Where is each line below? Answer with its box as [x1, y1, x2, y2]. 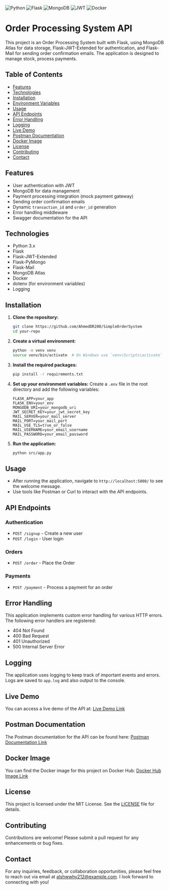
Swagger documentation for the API [12, 214, 88, 221]
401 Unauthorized [12, 638, 50, 645]
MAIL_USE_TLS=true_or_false [12, 422, 72, 428]
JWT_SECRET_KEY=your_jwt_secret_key [12, 409, 90, 414]
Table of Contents [5, 70, 63, 79]
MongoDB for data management [12, 188, 80, 194]
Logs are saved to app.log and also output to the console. [5, 678, 125, 684]
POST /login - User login [12, 535, 64, 541]
